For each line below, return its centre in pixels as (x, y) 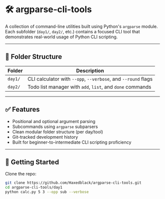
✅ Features (23, 110)
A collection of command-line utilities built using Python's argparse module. (82, 26)
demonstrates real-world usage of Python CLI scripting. (61, 37)
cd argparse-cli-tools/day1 (34, 187)
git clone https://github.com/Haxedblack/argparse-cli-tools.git (73, 183)
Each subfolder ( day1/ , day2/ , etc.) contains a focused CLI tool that (72, 31)
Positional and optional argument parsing (54, 121)
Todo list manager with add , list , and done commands (89, 87)
